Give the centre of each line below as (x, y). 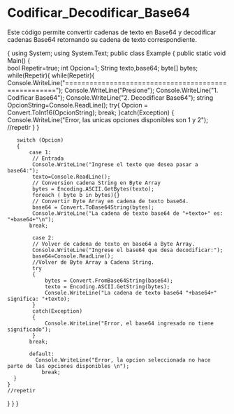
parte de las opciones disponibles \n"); (68, 366)
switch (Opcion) (40, 140)
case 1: (40, 152)
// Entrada (48, 158)
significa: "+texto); (39, 299)
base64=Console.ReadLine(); (73, 256)
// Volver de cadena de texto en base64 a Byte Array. (114, 244)
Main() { (19, 60)
